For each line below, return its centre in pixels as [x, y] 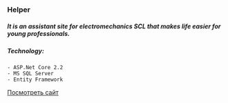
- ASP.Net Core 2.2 [35, 68]
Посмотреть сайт [33, 93]
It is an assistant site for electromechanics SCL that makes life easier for [114, 26]
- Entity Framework [35, 80]
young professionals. [39, 33]
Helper [19, 10]
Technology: [26, 50]
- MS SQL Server [30, 74]
